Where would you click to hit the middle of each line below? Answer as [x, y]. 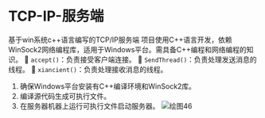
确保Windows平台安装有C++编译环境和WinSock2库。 [108, 86]
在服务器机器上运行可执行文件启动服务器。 [90, 106]
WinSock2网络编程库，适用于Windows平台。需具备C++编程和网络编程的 [127, 49]
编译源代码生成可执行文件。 [65, 96]
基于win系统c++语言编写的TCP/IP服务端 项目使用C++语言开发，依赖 [120, 40]
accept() [45, 60]
